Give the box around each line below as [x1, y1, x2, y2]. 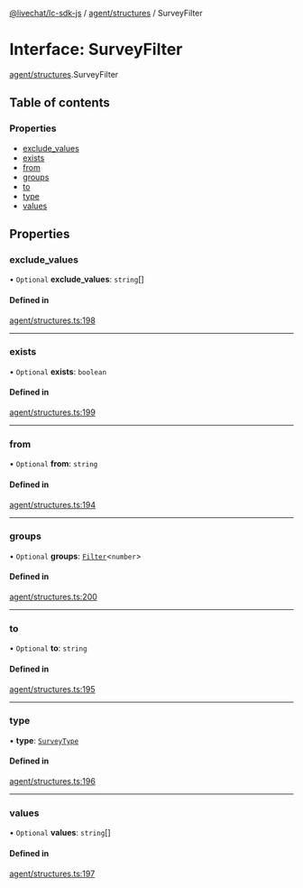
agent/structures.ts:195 [9, 683, 96, 694]
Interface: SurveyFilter [9, 40, 183, 60]
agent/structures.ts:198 [9, 315, 96, 326]
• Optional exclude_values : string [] [9, 274, 144, 285]
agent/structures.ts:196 [9, 776, 96, 787]
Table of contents [9, 95, 110, 111]
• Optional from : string [9, 458, 98, 469]
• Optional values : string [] [9, 828, 111, 838]
